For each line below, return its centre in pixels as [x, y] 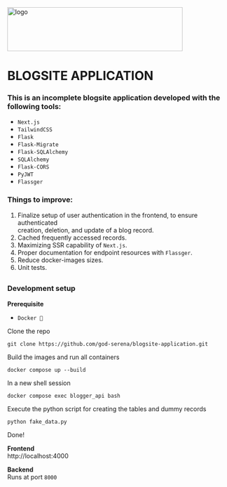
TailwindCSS [35, 130]
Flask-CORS [33, 167]
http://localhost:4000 [38, 455]
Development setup [41, 289]
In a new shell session [39, 383]
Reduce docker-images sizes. [60, 260]
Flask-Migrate [38, 145]
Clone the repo [29, 331]
